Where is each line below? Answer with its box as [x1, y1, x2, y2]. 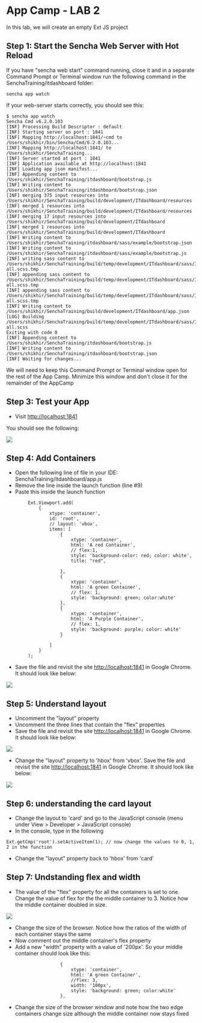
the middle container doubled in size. [14, 901, 107, 908]
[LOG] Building [6, 313, 44, 319]
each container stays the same [14, 930, 91, 937]
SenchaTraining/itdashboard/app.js [14, 476, 102, 483]
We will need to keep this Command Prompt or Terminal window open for [6, 366, 188, 374]
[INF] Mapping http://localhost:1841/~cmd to [6, 134, 122, 140]
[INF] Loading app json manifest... [6, 166, 98, 172]
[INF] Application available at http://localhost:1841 [6, 160, 147, 166]
